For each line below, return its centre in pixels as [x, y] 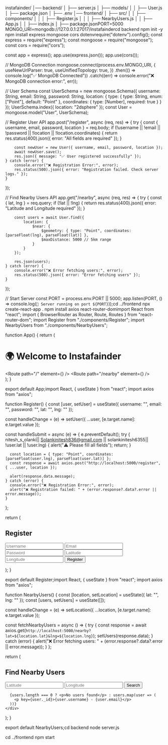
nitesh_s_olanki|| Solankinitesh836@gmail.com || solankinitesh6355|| [77, 439]
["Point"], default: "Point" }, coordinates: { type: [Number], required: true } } [83, 102]
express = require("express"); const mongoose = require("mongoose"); [79, 40]
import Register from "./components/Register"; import [89, 320]
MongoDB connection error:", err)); [41, 81]
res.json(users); [32, 262]
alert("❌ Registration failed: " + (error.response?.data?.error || [83, 489]
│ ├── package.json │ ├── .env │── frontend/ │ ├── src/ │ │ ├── [75, 13]
